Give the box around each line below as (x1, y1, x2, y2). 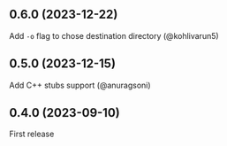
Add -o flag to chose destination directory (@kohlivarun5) (9, 30, 219, 41)
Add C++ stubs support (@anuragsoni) (9, 80, 152, 90)
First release (9, 128, 55, 140)
